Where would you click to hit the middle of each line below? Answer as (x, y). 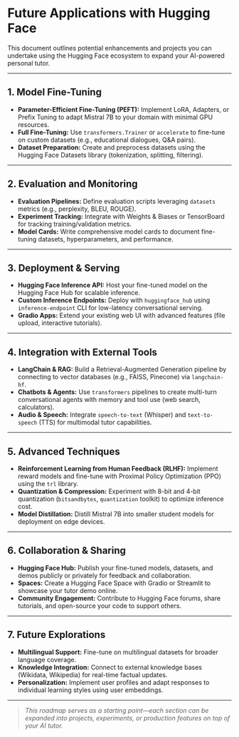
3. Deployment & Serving (64, 268)
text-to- (200, 416)
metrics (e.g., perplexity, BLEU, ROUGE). (77, 209)
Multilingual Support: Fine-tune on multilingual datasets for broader (118, 652)
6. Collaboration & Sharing (67, 551)
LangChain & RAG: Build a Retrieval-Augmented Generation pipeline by (122, 369)
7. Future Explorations (57, 635)
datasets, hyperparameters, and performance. (106, 239)
